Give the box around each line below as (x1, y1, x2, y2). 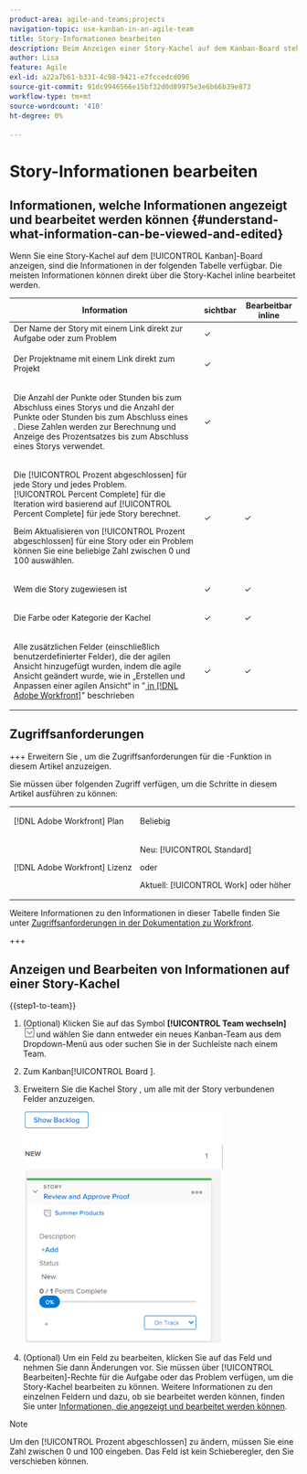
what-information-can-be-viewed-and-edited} (9, 226, 284, 241)
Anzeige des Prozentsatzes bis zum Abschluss (13, 431, 189, 442)
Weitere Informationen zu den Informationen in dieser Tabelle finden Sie (9, 908, 281, 919)
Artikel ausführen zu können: (9, 787, 119, 799)
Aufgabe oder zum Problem (13, 333, 117, 343)
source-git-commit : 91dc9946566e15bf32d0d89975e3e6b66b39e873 (9, 82, 251, 91)
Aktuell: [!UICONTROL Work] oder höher (140, 879, 291, 891)
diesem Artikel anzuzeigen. (9, 760, 112, 772)
